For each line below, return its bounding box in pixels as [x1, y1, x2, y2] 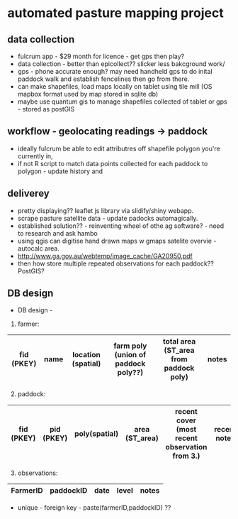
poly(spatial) [74, 429, 119, 439]
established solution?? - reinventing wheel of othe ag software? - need [17, 222, 225, 230]
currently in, [17, 151, 53, 160]
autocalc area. [17, 244, 60, 253]
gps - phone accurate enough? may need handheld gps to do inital [17, 67, 212, 75]
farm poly [113, 341, 147, 351]
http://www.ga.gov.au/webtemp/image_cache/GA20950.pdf [17, 251, 193, 260]
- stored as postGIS [17, 105, 75, 113]
